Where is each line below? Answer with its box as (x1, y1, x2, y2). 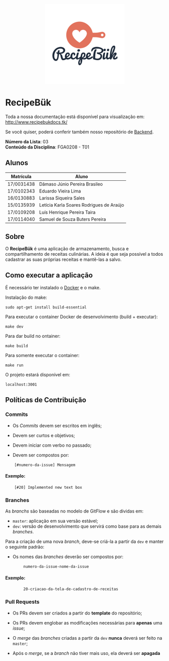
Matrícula (11, 174, 32, 180)
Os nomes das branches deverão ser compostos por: (12, 554, 124, 560)
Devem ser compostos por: (12, 452, 69, 458)
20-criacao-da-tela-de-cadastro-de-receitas (23, 587, 119, 592)
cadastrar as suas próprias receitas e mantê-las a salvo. (5, 256, 122, 262)
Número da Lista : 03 (5, 138, 49, 144)
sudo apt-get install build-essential (5, 304, 87, 310)
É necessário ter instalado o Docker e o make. (5, 284, 101, 290)
